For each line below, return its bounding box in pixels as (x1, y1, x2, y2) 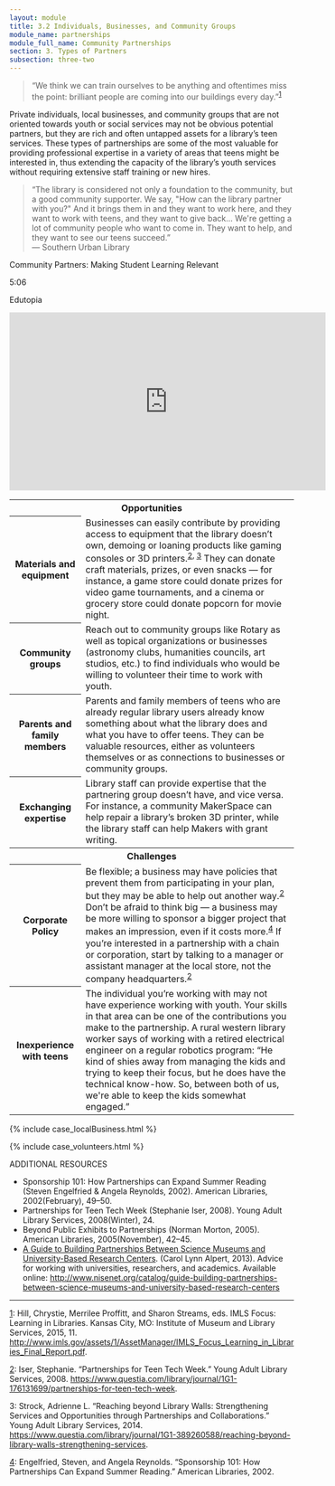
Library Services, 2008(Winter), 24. (22, 1214, 155, 1226)
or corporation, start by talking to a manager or (85, 948, 284, 961)
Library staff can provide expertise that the (85, 777, 266, 790)
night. (85, 609, 110, 621)
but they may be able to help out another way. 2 (85, 887, 284, 903)
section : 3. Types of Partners (9, 47, 127, 56)
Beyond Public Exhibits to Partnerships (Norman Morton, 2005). (22, 1224, 260, 1235)
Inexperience (16, 1039, 75, 1052)
